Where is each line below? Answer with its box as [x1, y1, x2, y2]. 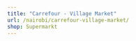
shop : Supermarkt [7, 23, 58, 30]
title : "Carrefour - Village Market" [7, 10, 117, 17]
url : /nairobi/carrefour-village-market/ [7, 17, 130, 24]
